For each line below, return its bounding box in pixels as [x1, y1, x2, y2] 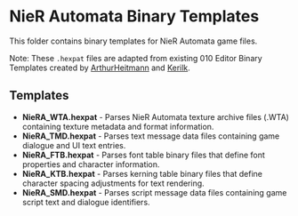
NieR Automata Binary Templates [9, 6, 260, 27]
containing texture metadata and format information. [21, 121, 214, 132]
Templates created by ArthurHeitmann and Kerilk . [9, 62, 191, 73]
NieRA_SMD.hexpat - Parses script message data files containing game [21, 187, 287, 197]
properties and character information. [21, 158, 160, 170]
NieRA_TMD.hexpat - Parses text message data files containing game [21, 131, 280, 141]
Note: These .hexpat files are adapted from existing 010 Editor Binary [9, 52, 262, 63]
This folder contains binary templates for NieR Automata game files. [9, 36, 258, 46]
